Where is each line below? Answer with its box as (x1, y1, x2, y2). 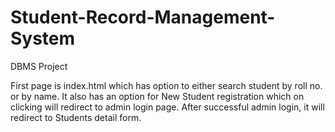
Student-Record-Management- (10, 6, 276, 29)
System (10, 27, 76, 50)
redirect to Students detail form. (10, 111, 142, 123)
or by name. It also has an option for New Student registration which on (10, 90, 305, 102)
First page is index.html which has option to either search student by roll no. (10, 79, 323, 91)
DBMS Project (10, 60, 68, 72)
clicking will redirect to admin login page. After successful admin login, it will (10, 101, 325, 113)
